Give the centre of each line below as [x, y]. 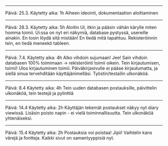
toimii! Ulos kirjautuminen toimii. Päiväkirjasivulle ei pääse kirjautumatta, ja [81, 68]
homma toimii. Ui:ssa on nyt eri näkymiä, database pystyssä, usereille [77, 32]
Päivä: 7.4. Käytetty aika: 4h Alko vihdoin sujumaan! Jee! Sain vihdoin [76, 57]
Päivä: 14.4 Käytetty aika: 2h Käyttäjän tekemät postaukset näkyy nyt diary [82, 107]
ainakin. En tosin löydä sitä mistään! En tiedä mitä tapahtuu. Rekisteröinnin [81, 38]
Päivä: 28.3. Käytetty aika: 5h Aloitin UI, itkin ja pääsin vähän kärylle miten [81, 27]
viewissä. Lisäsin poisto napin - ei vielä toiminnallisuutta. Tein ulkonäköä [79, 113]
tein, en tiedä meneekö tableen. [37, 43]
